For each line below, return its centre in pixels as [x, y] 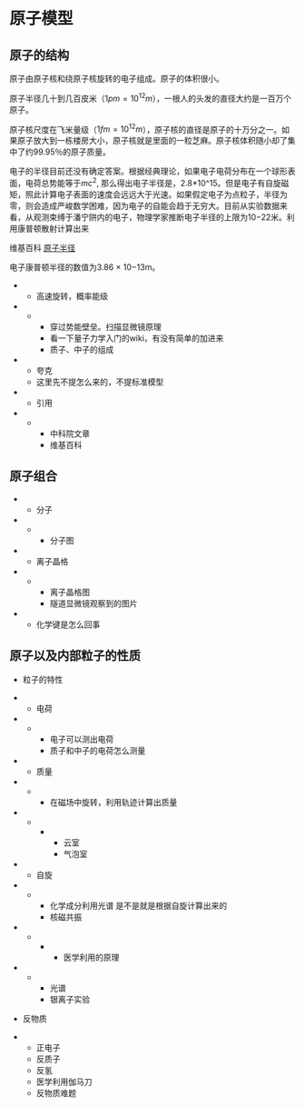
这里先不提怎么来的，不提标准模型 [100, 382]
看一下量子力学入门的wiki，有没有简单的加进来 [137, 338]
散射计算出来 [64, 228]
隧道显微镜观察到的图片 [93, 603]
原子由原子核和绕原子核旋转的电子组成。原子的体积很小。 [117, 79]
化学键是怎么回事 [68, 624]
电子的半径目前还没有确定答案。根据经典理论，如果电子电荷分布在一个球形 [148, 171]
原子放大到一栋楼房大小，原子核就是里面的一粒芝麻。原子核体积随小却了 [152, 141]
